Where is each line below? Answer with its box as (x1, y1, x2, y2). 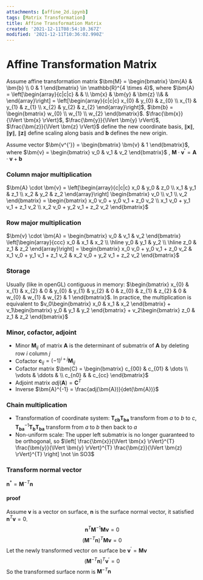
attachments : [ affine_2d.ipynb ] (6, 9, 88, 15)
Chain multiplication (6, 400, 67, 409)
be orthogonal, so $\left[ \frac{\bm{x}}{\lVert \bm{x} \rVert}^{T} (15, 438, 175, 445)
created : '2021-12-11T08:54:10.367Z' (6, 26, 102, 32)
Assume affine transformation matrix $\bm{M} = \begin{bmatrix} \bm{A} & (6, 78, 193, 85)
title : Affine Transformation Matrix (6, 20, 102, 26)
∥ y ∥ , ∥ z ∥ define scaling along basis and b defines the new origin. (6, 129, 168, 137)
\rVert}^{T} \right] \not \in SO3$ (15, 451, 95, 458)
